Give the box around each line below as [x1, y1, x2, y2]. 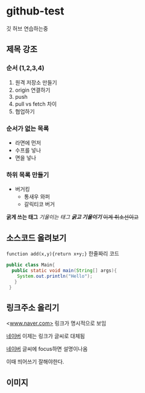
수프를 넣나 [14, 146, 42, 154]
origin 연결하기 [14, 86, 51, 93]
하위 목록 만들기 [6, 171, 49, 179]
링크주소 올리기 [6, 303, 60, 313]
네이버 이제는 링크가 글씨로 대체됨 [6, 333, 85, 340]
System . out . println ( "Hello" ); [17, 273, 93, 279]
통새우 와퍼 [23, 193, 50, 200]
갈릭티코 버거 [23, 201, 55, 208]
